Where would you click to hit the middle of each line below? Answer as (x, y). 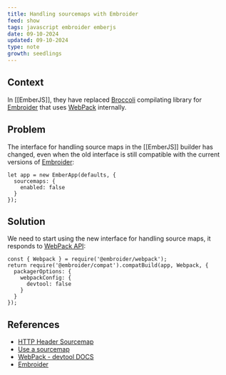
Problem (27, 130)
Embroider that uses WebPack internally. (67, 107)
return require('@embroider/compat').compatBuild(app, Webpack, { (108, 265)
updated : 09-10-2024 (38, 41)
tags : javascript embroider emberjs (62, 27)
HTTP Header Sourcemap (56, 342)
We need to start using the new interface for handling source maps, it (109, 238)
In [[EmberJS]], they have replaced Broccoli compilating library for (104, 100)
